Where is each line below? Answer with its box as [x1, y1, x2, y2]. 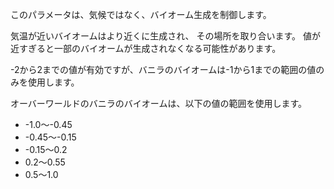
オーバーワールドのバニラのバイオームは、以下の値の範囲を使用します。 [10, 98, 308, 109]
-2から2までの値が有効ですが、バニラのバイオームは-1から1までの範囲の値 [10, 64, 317, 75]
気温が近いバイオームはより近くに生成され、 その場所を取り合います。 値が [10, 30, 321, 42]
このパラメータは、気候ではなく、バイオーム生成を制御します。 [10, 9, 272, 20]
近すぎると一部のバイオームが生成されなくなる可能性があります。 [10, 43, 282, 54]
